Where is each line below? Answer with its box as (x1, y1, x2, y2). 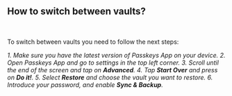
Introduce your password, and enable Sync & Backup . (7, 80, 163, 89)
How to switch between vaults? (7, 6, 146, 17)
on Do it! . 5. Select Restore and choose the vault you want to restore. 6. (7, 73, 213, 81)
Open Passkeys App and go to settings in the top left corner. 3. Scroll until (7, 58, 219, 67)
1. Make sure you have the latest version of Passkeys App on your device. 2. (7, 51, 226, 59)
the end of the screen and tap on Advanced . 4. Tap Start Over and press (7, 65, 218, 74)
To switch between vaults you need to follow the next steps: (7, 38, 179, 46)
